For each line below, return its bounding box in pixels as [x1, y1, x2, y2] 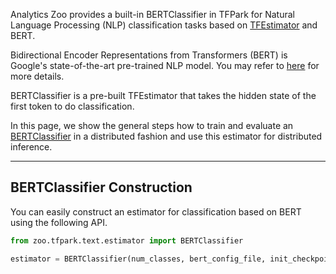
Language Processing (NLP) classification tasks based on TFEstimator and [10, 19, 318, 31]
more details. [10, 70, 65, 82]
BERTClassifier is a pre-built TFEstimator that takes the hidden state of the [10, 90, 317, 101]
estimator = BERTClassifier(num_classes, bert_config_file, [10, 254, 267, 264]
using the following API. [10, 216, 108, 228]
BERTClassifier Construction [10, 179, 193, 196]
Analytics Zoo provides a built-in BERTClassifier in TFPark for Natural [10, 9, 295, 20]
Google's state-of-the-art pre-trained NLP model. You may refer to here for [10, 60, 320, 71]
